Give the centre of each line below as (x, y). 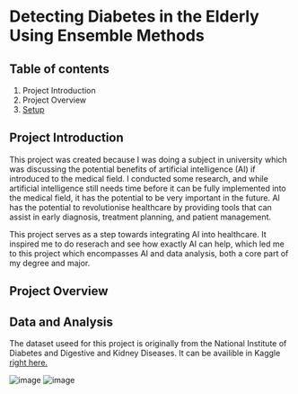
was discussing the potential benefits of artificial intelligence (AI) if (132, 169)
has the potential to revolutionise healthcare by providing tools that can (140, 207)
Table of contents (59, 69)
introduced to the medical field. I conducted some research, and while (139, 178)
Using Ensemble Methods (107, 36)
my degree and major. (50, 263)
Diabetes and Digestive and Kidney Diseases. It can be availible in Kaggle (145, 354)
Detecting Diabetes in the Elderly (135, 17)
